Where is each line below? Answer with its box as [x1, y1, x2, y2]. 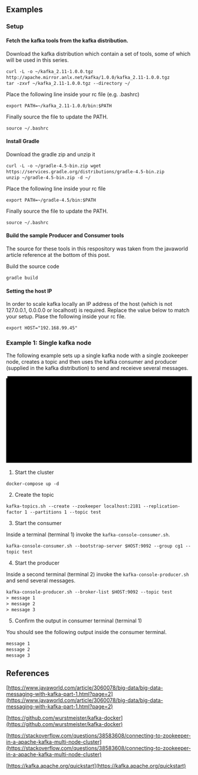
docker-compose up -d [6, 480, 60, 487]
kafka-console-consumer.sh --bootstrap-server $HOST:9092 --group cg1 [6, 543, 183, 549]
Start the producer [14, 559, 60, 566]
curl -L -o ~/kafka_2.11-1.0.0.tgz [6, 68, 94, 74]
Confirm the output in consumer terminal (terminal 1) [14, 617, 143, 624]
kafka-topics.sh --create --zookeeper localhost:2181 [6, 503, 141, 509]
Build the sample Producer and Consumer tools [6, 232, 124, 239]
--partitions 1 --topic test [29, 509, 101, 515]
